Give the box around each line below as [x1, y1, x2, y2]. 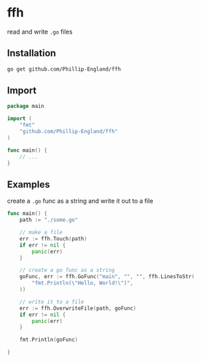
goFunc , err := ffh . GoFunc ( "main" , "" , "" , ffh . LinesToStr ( [19, 273, 195, 280]
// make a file [19, 229, 63, 236]
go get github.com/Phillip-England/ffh [7, 65, 121, 73]
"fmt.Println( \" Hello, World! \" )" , [32, 280, 134, 286]
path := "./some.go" [19, 216, 78, 224]
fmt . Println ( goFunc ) [19, 337, 78, 343]
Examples [7, 179, 50, 190]
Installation [7, 47, 56, 59]
